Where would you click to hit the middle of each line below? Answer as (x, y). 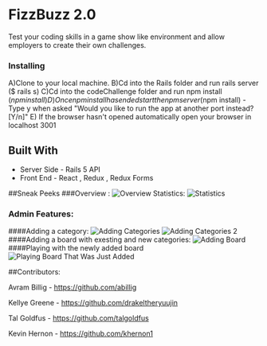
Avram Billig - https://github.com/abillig (73, 287)
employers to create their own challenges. (77, 45)
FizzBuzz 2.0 (52, 15)
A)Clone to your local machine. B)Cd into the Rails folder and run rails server (133, 83)
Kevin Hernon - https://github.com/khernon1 (81, 334)
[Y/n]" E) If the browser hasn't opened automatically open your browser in (130, 117)
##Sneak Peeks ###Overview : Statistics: (97, 193)
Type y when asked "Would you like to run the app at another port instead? (131, 108)
